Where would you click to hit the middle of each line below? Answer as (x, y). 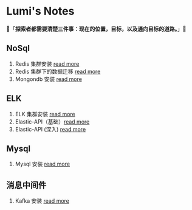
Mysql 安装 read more (43, 164)
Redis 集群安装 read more (47, 64)
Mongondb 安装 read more (48, 79)
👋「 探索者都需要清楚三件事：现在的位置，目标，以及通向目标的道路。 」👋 (96, 29)
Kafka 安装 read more (42, 201)
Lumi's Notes (40, 11)
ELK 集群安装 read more (45, 114)
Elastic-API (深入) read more (50, 129)
